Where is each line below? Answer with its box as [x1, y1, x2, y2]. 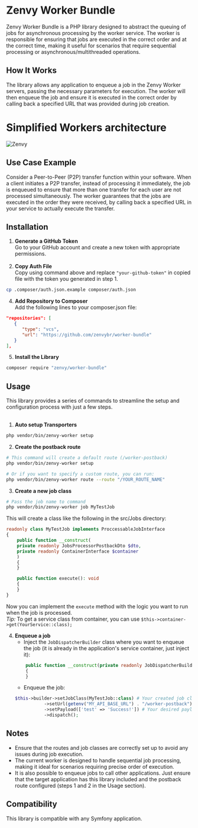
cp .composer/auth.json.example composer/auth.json [6, 287, 136, 293]
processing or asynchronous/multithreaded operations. [6, 48, 141, 55]
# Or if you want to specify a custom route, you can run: [6, 471, 155, 477]
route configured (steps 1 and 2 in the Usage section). [14, 782, 146, 789]
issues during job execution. [14, 750, 84, 758]
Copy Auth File [14, 263, 52, 270]
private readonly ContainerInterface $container [17, 548, 139, 554]
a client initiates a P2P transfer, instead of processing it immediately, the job [6, 179, 191, 187]
